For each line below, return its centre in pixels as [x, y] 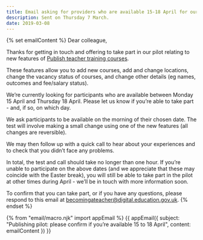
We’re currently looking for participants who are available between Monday [100, 95]
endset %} [19, 206]
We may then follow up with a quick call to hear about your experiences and [101, 144]
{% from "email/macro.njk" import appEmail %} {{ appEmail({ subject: [93, 218]
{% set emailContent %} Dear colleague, [57, 41]
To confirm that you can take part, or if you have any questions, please [94, 193]
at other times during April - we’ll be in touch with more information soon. [97, 182]
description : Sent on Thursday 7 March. [58, 18]
